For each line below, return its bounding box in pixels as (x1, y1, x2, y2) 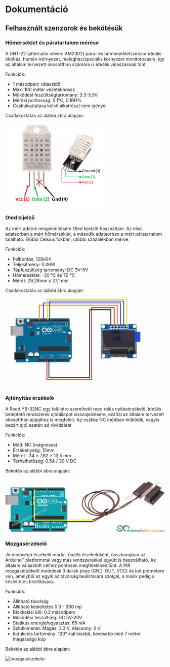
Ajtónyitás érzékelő (5, 395, 54, 402)
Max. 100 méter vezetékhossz (12, 86, 75, 92)
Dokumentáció (5, 4, 68, 15)
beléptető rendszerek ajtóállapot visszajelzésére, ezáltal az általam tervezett (5, 411, 164, 418)
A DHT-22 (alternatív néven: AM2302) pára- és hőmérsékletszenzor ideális (5, 50, 162, 56)
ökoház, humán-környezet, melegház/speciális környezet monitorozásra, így (5, 56, 164, 62)
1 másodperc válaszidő (12, 81, 61, 87)
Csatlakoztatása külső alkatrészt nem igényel (12, 103, 107, 109)
